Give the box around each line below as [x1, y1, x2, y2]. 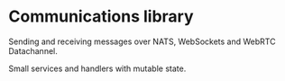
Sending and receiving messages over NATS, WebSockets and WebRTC [8, 36, 276, 47]
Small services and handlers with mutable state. [8, 63, 187, 74]
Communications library [8, 6, 195, 27]
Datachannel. [8, 45, 58, 56]
